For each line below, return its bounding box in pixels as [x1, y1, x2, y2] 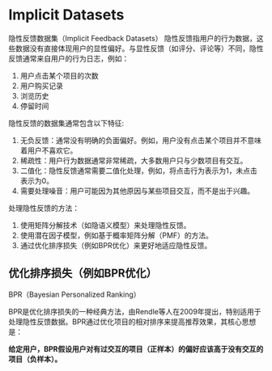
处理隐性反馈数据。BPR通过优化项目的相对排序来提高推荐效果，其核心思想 [8, 317, 257, 327]
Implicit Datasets [8, 6, 125, 24]
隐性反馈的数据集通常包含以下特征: [8, 118, 125, 128]
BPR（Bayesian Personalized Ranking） [8, 289, 141, 299]
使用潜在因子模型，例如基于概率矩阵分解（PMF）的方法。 [19, 230, 213, 240]
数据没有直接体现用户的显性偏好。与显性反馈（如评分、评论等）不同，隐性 [15, 43, 264, 53]
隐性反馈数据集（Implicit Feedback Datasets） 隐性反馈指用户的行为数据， [8, 33, 257, 43]
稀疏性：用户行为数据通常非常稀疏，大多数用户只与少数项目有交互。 [19, 155, 248, 165]
